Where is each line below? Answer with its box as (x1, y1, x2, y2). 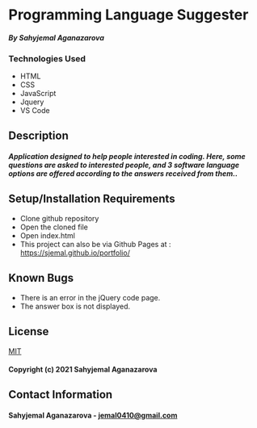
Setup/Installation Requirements (8, 192, 175, 206)
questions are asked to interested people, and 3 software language (8, 160, 240, 170)
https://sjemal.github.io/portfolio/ (19, 248, 131, 258)
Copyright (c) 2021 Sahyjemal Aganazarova (8, 365, 158, 375)
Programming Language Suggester (8, 6, 249, 24)
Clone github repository (19, 213, 99, 223)
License (8, 325, 49, 338)
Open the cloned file (19, 222, 89, 232)
